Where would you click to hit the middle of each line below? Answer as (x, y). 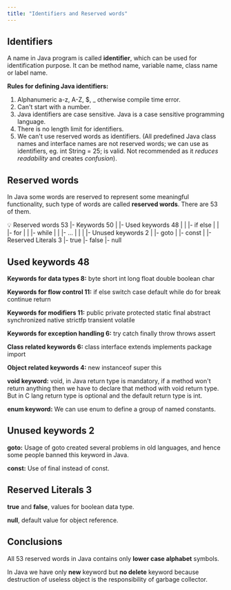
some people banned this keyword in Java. (68, 454)
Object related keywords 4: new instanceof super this (84, 368)
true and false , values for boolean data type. (71, 506)
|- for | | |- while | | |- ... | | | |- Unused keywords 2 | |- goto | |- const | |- (109, 233)
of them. (19, 212)
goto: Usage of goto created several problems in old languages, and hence (114, 448)
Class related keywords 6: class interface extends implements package (110, 347)
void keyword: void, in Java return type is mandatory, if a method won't (109, 381)
